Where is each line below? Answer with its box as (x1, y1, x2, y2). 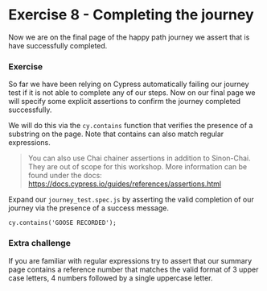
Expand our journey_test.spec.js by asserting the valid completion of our (8, 195, 255, 205)
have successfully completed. (8, 40, 108, 50)
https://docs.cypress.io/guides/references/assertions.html (27, 179, 222, 189)
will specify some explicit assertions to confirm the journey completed (8, 97, 241, 106)
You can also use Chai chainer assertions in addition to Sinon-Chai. (27, 153, 251, 163)
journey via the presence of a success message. (8, 203, 169, 213)
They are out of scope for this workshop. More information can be (27, 162, 248, 172)
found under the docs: (27, 171, 102, 181)
